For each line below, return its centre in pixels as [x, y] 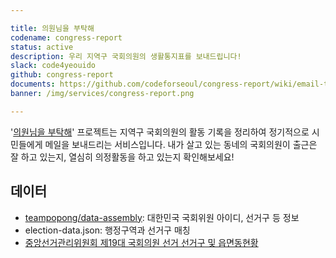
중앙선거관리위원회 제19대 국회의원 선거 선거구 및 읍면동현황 [141, 242]
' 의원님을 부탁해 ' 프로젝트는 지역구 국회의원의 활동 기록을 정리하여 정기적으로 [160, 132]
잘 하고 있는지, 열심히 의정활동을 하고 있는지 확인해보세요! [122, 157]
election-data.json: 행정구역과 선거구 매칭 [107, 230]
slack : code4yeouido [53, 66]
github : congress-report [62, 75]
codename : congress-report [66, 37]
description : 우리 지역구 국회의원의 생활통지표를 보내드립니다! [126, 56]
